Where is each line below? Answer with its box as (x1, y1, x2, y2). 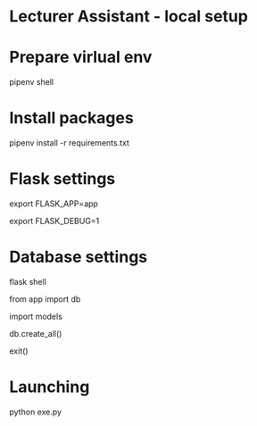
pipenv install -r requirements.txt (9, 138, 129, 148)
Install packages (9, 108, 134, 129)
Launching (9, 377, 90, 397)
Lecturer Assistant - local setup (9, 6, 248, 27)
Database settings (9, 247, 148, 267)
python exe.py (9, 406, 62, 417)
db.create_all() (9, 328, 62, 338)
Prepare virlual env (9, 47, 153, 68)
